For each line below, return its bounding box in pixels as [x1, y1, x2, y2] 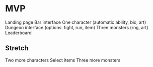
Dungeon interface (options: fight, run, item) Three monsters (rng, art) [5, 24, 149, 30]
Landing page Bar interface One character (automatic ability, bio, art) [5, 19, 147, 25]
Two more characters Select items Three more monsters [5, 57, 121, 63]
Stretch [5, 44, 29, 52]
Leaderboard [5, 30, 32, 35]
